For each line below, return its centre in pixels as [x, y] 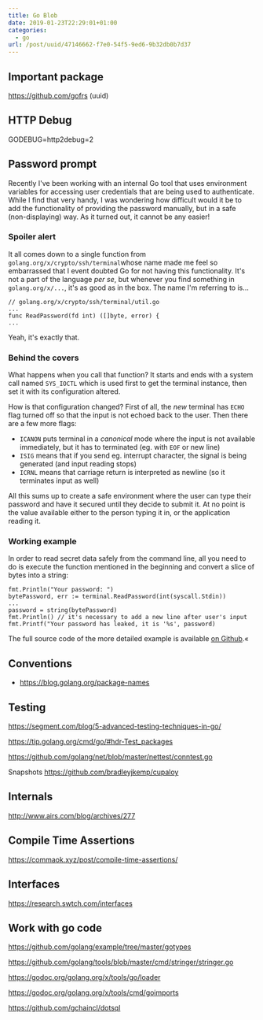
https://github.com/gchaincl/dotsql [64, 1008]
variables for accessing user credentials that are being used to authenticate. [131, 191]
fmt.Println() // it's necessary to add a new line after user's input [128, 618]
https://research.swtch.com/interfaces [71, 903]
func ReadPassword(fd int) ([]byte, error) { [84, 316]
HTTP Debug [40, 120]
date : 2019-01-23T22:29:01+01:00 [63, 23]
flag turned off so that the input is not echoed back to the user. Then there [128, 415]
